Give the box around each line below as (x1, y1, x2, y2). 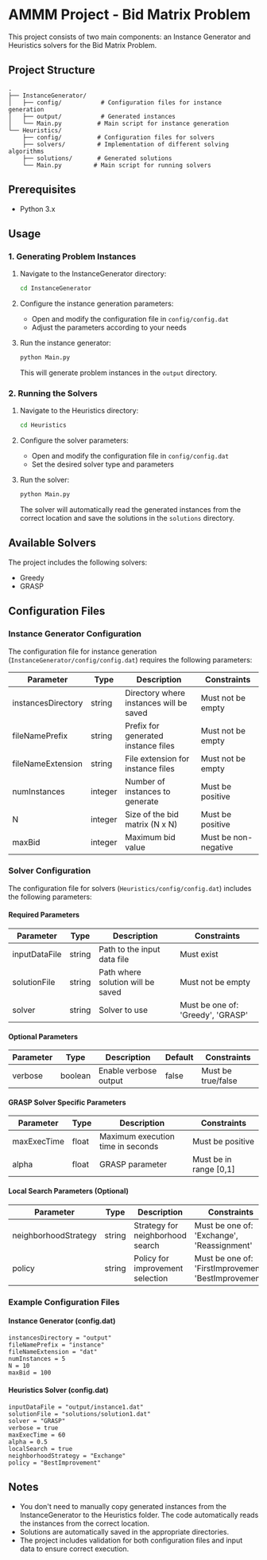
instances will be (124, 697, 188, 708)
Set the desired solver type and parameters (31, 459, 175, 469)
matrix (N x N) (124, 819, 178, 830)
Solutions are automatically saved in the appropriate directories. (19, 1527, 229, 1536)
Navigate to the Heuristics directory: (19, 406, 139, 416)
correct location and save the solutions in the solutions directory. (19, 514, 235, 523)
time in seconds (99, 1141, 159, 1152)
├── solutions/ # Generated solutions (22, 154, 172, 162)
